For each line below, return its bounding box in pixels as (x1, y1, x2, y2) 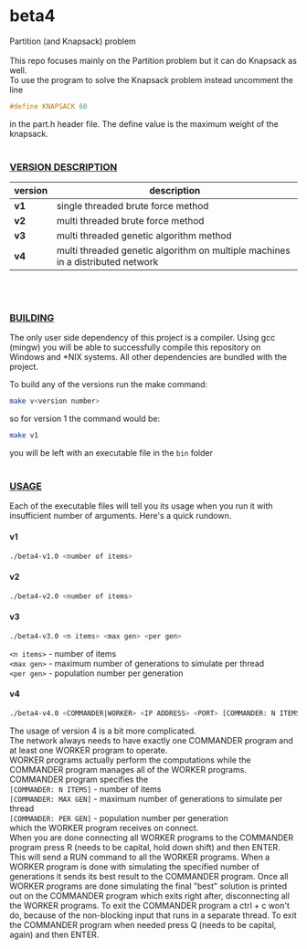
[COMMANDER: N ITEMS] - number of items (9, 783, 162, 795)
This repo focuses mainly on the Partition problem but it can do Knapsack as (9, 55, 297, 66)
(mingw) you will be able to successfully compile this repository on (9, 342, 261, 353)
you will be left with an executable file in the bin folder (9, 448, 213, 459)
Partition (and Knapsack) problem (9, 36, 137, 47)
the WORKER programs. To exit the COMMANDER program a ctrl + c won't (9, 900, 291, 911)
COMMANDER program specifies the (9, 774, 149, 785)
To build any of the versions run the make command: (9, 379, 208, 390)
